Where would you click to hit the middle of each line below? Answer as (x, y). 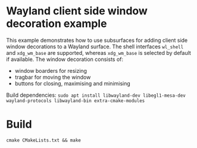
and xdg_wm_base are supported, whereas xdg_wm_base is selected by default (99, 53)
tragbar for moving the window (53, 77)
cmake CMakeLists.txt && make (44, 140)
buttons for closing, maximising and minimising (73, 83)
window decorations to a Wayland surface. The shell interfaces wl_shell (95, 47)
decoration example (57, 24)
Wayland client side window (77, 11)
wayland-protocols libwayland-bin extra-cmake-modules (76, 101)
